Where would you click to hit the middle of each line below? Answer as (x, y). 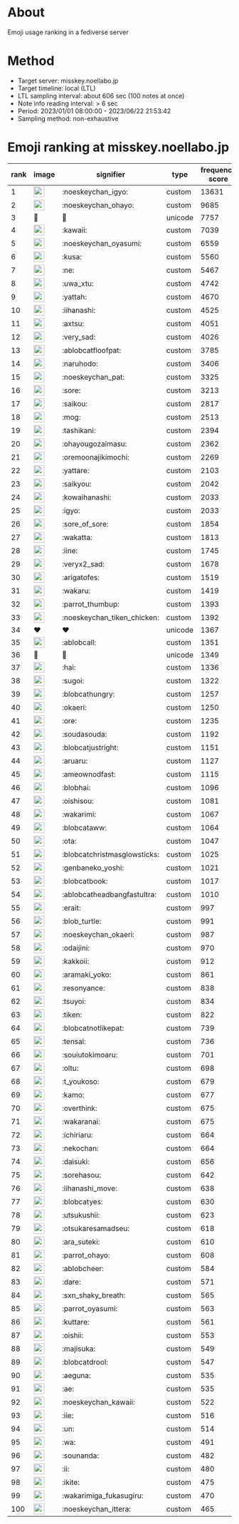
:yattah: (74, 296)
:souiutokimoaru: (90, 1054)
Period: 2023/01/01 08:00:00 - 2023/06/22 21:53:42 (94, 110)
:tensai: (74, 1041)
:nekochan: (80, 1148)
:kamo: (73, 1094)
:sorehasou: (81, 1175)
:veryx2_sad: (83, 564)
